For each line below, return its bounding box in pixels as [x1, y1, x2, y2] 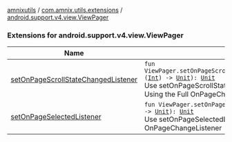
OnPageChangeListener [144, 123, 222, 133]
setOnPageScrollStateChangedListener [10, 75, 138, 85]
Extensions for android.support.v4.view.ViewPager [7, 30, 184, 40]
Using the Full [144, 89, 188, 99]
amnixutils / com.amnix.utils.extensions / [7, 6, 123, 14]
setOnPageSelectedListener [10, 112, 101, 122]
